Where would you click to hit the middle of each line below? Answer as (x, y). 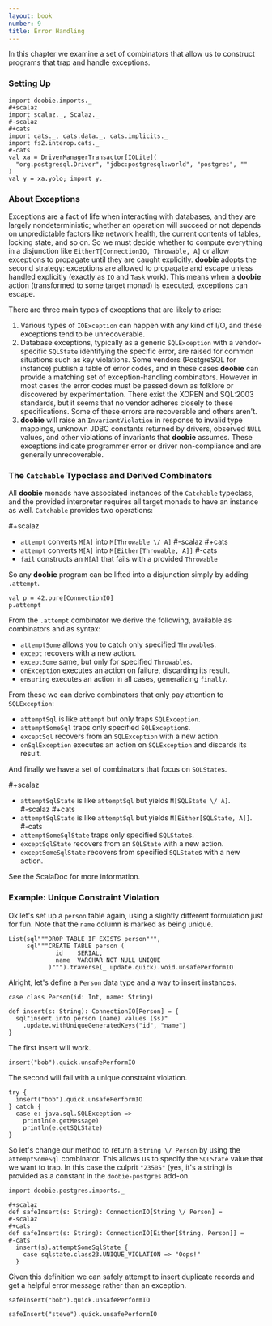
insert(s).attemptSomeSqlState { (72, 1247)
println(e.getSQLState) (63, 1127)
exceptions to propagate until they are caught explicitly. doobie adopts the (132, 259)
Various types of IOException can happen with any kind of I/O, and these (141, 325)
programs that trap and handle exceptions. (79, 62)
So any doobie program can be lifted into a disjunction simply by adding (128, 575)
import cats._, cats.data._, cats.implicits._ (88, 136)
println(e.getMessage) (61, 1121)
